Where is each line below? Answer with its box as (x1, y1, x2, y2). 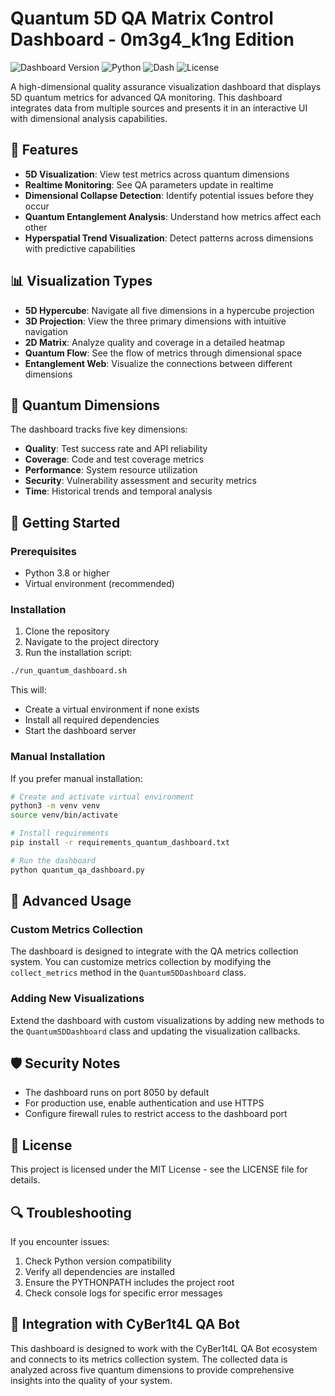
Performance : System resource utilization (24, 464, 198, 476)
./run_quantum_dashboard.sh (10, 666, 128, 676)
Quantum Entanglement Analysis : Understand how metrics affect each (24, 210, 322, 222)
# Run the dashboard (10, 855, 97, 866)
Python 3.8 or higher (24, 567, 110, 579)
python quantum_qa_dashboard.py (10, 865, 145, 875)
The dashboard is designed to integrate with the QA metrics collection (10, 945, 299, 957)
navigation (24, 325, 69, 337)
